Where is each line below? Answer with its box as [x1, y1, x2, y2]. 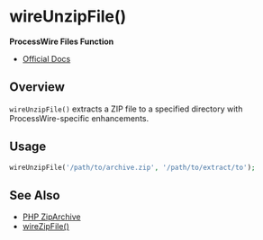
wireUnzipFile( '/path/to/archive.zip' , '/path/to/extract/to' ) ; [9, 163, 256, 172]
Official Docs [22, 53, 71, 64]
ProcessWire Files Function [9, 36, 114, 47]
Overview [9, 79, 66, 95]
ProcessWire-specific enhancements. [9, 112, 150, 123]
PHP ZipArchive [22, 211, 81, 222]
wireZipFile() [22, 221, 70, 232]
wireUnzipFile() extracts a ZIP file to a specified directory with [9, 103, 243, 114]
